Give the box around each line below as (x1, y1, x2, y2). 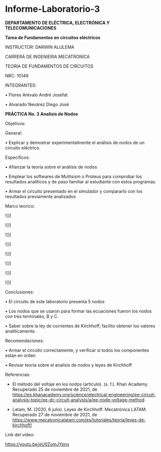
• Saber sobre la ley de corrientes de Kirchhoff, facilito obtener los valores (5, 323, 156, 329)
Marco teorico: (5, 203, 35, 209)
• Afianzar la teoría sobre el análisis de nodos (5, 164, 97, 170)
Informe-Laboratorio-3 (5, 3, 100, 15)
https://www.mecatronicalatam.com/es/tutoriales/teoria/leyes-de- (12, 417, 146, 422)
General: (5, 130, 23, 136)
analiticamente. (5, 328, 36, 334)
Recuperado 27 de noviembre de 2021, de (12, 412, 97, 417)
